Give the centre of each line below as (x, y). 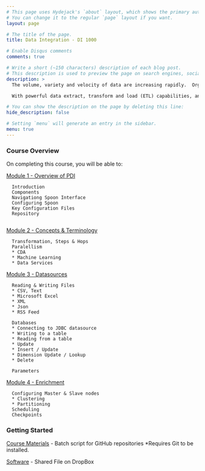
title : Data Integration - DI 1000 (52, 40)
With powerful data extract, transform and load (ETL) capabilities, (102, 96)
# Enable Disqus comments (39, 51)
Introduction (28, 187)
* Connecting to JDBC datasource (54, 328)
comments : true (26, 57)
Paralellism (27, 247)
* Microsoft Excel (35, 296)
